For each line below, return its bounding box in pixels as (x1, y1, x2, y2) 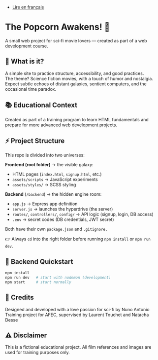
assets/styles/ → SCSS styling (12, 182, 76, 188)
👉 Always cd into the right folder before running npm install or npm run (5, 236, 151, 242)
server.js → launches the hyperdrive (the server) (12, 206, 113, 212)
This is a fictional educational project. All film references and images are (5, 344, 152, 350)
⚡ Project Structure (5, 137, 65, 145)
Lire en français (12, 4, 44, 10)
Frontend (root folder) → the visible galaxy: (5, 162, 94, 168)
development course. (5, 43, 48, 49)
